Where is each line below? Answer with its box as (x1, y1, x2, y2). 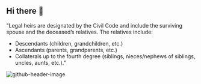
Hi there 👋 (6, 6, 44, 16)
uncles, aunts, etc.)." (14, 59, 66, 66)
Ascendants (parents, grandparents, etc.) (14, 46, 117, 53)
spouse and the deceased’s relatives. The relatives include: (6, 28, 153, 35)
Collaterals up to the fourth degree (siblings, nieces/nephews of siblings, (14, 52, 196, 60)
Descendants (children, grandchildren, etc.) (14, 40, 123, 47)
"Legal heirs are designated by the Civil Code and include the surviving (6, 22, 182, 29)
